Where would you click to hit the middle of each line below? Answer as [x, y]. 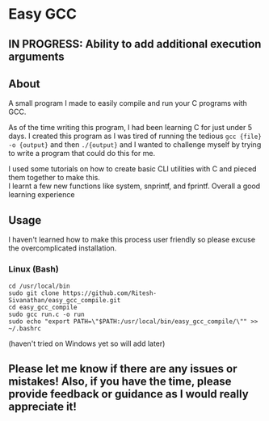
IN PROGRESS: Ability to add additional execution [135, 44]
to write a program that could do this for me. [82, 154]
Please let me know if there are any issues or [123, 368]
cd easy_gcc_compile [43, 307]
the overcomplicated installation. [63, 248]
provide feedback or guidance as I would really [128, 394]
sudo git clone [34, 293]
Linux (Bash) [34, 269]
